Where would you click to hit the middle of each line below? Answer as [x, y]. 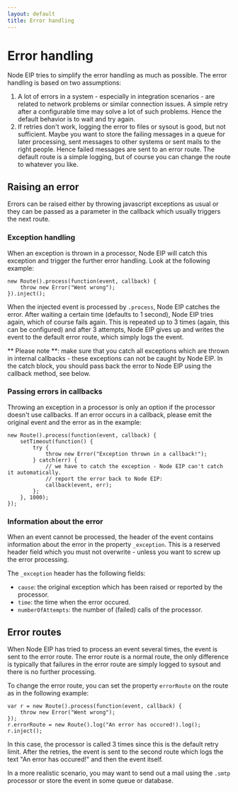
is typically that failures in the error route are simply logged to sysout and [114, 664]
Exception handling [41, 237]
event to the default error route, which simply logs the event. [96, 337]
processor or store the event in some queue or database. [90, 780]
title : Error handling [41, 21]
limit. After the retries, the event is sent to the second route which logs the [115, 752]
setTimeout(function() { [57, 441]
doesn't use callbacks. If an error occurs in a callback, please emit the [110, 414]
